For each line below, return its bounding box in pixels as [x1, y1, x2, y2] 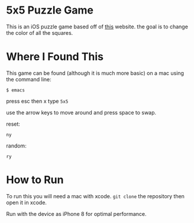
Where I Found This [6, 50, 104, 64]
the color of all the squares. [6, 29, 73, 36]
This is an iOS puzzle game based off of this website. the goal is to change [6, 23, 188, 30]
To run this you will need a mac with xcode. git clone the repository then [6, 192, 185, 199]
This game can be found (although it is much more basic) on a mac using [6, 69, 185, 77]
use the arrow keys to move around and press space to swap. [6, 109, 157, 116]
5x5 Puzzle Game [6, 4, 93, 17]
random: [6, 142, 27, 149]
